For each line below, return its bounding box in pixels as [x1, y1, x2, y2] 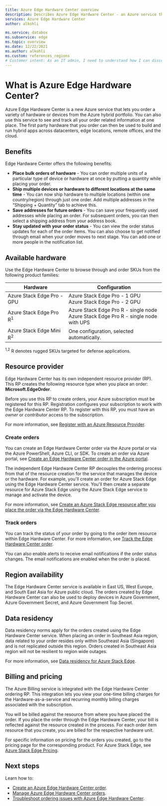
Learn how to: [5, 775, 34, 781]
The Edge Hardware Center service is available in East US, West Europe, [5, 584, 154, 590]
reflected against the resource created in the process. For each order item [5, 722, 157, 728]
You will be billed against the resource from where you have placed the [5, 711, 151, 717]
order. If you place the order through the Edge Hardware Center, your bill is [5, 716, 159, 722]
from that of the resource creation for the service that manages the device [5, 471, 158, 477]
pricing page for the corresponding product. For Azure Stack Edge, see [5, 742, 151, 748]
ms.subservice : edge [5, 35, 48, 40]
